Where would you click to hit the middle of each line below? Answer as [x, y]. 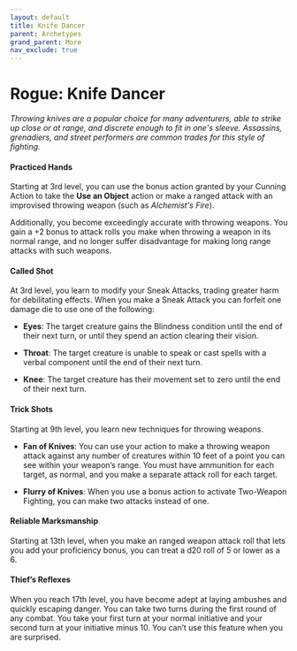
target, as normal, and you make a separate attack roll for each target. [150, 474]
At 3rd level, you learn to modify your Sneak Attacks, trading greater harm [145, 291]
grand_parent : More [46, 42]
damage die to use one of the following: [82, 310]
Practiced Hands [42, 167]
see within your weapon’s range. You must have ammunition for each [148, 464]
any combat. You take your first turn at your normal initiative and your [137, 618]
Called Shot [32, 271]
